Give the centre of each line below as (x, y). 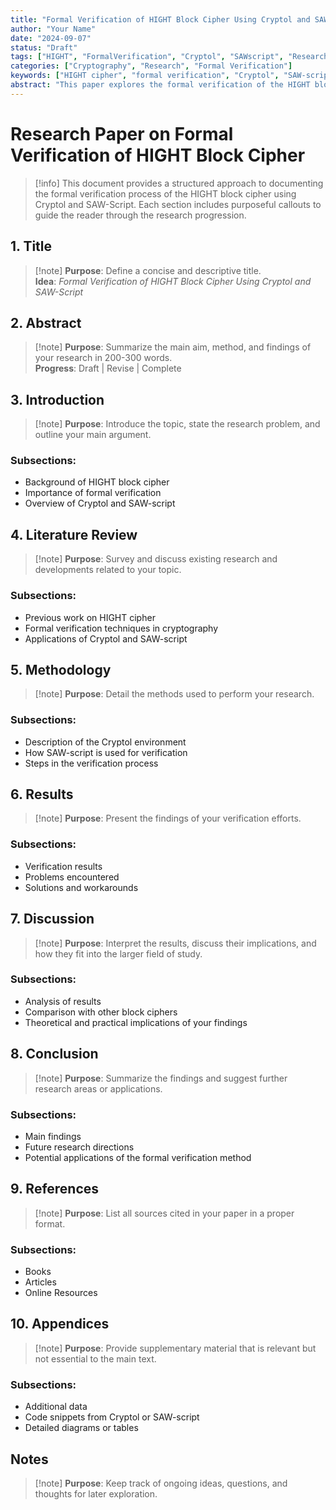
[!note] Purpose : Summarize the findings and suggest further (161, 1078)
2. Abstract (46, 322)
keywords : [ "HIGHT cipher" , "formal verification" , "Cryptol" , (145, 76)
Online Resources (61, 1293)
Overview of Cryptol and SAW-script (100, 503)
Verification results (63, 866)
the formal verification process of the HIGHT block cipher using (165, 193)
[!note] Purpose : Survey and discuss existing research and (156, 559)
